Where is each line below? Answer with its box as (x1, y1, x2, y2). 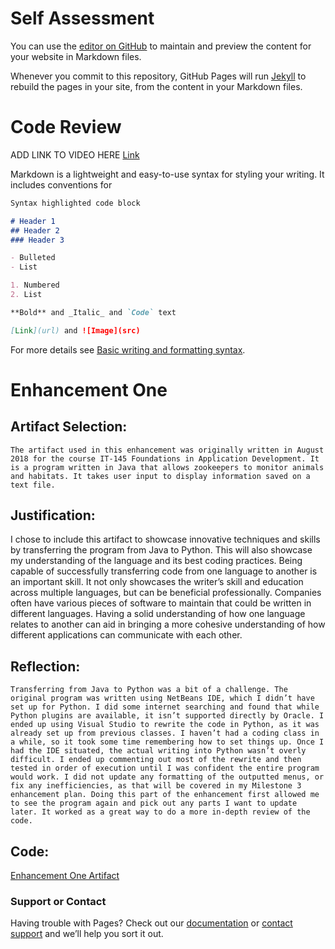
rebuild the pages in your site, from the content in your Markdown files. (10, 80, 303, 92)
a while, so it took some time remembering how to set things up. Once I (10, 737, 325, 747)
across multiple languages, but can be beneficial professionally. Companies (10, 587, 322, 599)
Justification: (10, 507, 96, 524)
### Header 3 (10, 235, 65, 245)
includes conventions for (10, 178, 113, 191)
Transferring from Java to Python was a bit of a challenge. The (10, 685, 288, 695)
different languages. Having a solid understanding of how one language (10, 608, 306, 620)
